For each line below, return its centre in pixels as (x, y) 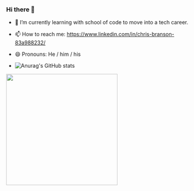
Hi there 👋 (21, 9)
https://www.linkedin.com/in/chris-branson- (120, 34)
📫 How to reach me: (40, 34)
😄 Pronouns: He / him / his (48, 54)
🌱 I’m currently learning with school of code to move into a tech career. (101, 23)
